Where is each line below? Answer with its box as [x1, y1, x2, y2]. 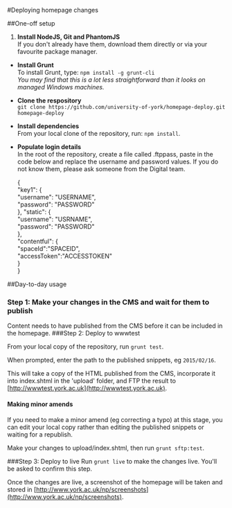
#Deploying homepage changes [7, 6, 99, 14]
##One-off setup [7, 19, 55, 27]
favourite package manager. [17, 48, 98, 55]
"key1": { [17, 186, 42, 193]
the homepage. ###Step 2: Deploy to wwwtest [7, 329, 141, 338]
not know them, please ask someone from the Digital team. [17, 165, 186, 173]
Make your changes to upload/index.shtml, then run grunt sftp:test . [7, 444, 205, 452]
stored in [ [7, 485, 37, 493]
